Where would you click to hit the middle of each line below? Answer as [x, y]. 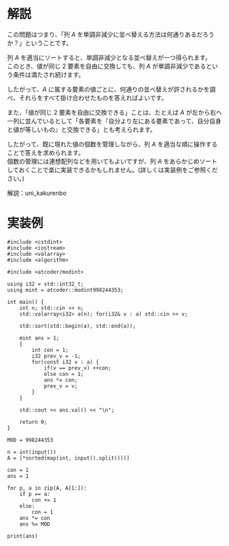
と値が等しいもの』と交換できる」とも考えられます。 [82, 129]
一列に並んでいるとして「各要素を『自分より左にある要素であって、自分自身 [114, 121]
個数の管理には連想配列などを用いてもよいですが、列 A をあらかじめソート [112, 161]
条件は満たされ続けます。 [49, 74]
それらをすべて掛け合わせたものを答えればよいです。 [93, 97]
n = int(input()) [32, 452]
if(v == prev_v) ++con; [77, 368]
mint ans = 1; [39, 338]
